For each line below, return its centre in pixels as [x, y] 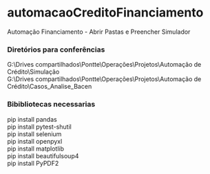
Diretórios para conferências [56, 50]
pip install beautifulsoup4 [43, 155]
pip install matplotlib [35, 149]
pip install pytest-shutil [40, 127]
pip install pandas [32, 119]
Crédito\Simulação [33, 72]
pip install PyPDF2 [33, 163]
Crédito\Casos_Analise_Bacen [50, 87]
